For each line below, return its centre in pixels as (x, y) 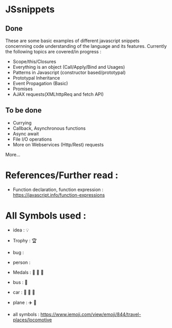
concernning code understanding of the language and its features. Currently (86, 46)
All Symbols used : (46, 215)
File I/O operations (32, 139)
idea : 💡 (21, 230)
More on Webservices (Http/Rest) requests (58, 144)
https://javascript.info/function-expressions (59, 195)
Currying (22, 123)
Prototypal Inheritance (36, 78)
